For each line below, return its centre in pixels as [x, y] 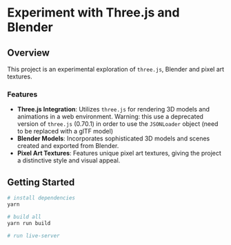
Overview [29, 53]
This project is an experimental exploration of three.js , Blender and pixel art [116, 69]
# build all [24, 217]
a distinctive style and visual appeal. [69, 160]
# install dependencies [41, 198]
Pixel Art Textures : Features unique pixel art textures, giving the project [119, 153]
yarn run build [29, 223]
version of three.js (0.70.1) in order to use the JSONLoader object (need [118, 124]
